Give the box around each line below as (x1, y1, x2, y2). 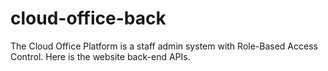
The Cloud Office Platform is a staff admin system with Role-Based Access (10, 40, 318, 52)
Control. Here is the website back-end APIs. (10, 50, 191, 62)
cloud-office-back (10, 7, 167, 30)
